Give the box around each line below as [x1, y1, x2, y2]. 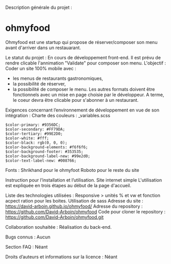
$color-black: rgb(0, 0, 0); [5, 140, 68, 145]
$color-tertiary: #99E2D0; [5, 131, 63, 136]
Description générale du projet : [5, 5, 73, 10]
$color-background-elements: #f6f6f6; [5, 144, 88, 150]
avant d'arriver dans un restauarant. [5, 45, 81, 51]
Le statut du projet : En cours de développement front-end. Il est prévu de [5, 54, 161, 60]
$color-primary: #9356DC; [5, 122, 60, 127]
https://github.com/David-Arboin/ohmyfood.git [5, 214, 104, 220]
